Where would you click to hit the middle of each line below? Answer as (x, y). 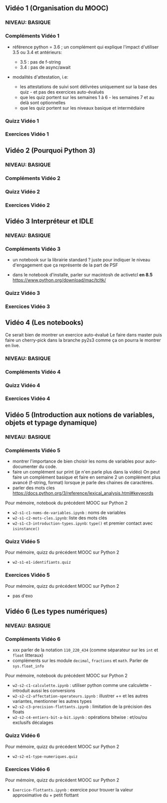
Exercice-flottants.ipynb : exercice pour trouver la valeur (73, 789)
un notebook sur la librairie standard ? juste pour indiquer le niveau (81, 260)
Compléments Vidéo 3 (33, 249)
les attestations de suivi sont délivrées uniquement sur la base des (88, 87)
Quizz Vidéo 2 (22, 191)
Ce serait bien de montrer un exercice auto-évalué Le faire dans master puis (84, 334)
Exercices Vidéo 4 (28, 398)
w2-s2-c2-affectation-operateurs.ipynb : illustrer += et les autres (80, 696)
